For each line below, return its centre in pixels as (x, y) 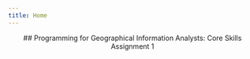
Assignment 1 (132, 46)
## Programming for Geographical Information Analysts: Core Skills (132, 38)
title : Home (28, 15)
